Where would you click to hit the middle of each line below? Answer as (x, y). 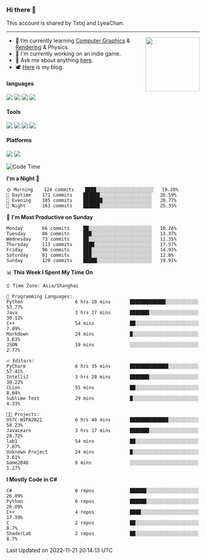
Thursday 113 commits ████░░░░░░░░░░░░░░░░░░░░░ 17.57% (91, 244)
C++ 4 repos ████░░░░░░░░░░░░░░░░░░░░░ (103, 512)
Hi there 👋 (21, 10)
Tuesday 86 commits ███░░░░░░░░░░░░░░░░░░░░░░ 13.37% (91, 233)
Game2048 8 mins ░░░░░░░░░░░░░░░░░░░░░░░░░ (103, 463)
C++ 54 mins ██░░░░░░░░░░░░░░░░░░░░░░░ (103, 323)
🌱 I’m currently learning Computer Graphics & (73, 41)
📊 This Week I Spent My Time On (50, 272)
